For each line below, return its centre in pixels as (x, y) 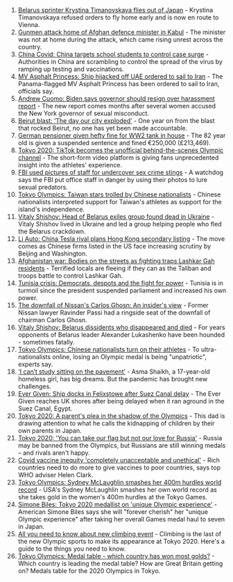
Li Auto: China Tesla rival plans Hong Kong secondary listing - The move (121, 239)
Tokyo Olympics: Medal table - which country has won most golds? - (116, 556)
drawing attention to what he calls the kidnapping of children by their (116, 423)
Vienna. (29, 25)
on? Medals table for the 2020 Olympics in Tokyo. (89, 571)
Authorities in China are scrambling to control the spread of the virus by (120, 61)
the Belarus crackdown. (52, 231)
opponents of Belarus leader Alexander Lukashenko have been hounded (121, 335)
